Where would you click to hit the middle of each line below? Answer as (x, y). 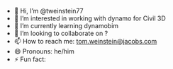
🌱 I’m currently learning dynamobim (66, 26)
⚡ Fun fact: (30, 59)
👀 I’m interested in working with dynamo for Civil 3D (90, 18)
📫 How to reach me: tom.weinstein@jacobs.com (85, 41)
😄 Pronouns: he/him (44, 51)
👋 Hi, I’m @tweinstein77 (49, 11)
